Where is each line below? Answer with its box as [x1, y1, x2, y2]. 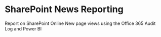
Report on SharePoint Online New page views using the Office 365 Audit [5, 20, 156, 26]
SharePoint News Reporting [5, 4, 124, 15]
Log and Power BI [5, 25, 42, 31]
